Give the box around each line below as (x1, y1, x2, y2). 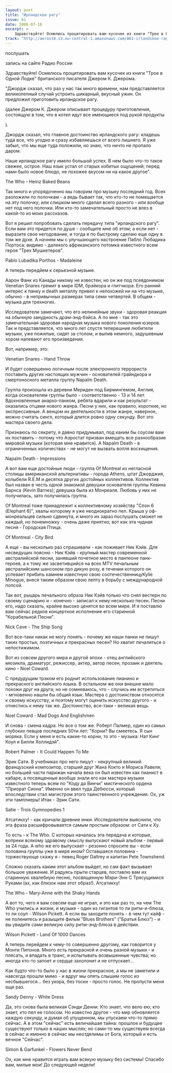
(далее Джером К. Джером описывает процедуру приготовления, (5, 106, 151, 112)
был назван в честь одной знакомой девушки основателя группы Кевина (5, 481, 166, 488)
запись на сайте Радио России (5, 60, 73, 66)
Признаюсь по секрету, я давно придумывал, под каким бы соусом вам (5, 429, 164, 435)
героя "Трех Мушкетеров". (5, 247, 64, 254)
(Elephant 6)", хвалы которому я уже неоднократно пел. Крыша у (5, 508, 148, 514)
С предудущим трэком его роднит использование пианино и (5, 675, 139, 681)
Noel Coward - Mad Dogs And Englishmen (5, 712, 95, 719)
